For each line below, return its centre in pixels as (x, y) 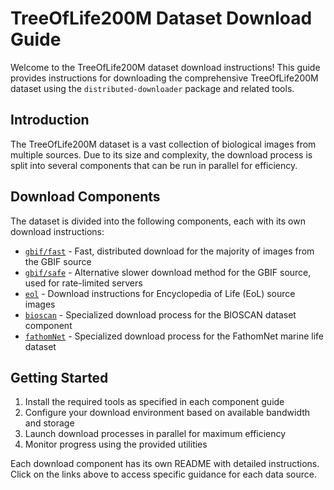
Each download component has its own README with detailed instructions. (165, 464)
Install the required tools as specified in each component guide (154, 402)
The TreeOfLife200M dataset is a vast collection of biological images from (163, 144)
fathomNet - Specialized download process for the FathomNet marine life (174, 336)
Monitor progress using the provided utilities (116, 444)
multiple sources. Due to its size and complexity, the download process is (161, 154)
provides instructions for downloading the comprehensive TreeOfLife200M (164, 78)
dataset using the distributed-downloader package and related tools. (152, 88)
